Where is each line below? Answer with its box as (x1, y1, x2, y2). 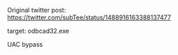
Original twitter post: (7, 6, 66, 14)
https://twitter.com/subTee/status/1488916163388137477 (7, 13, 171, 22)
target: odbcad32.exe (7, 27, 70, 35)
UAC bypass (7, 40, 43, 48)
